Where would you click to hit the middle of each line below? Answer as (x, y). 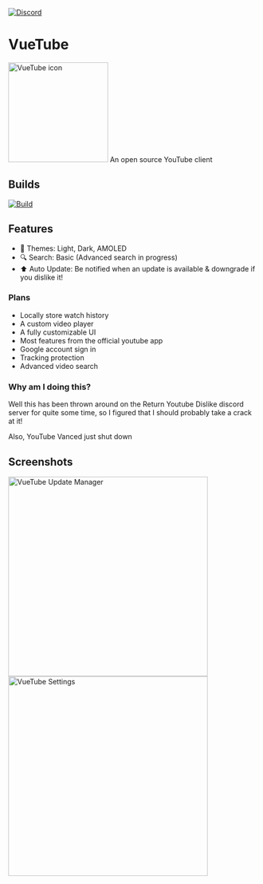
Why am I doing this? (50, 387)
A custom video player (57, 323)
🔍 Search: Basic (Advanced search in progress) (98, 257)
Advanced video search (59, 366)
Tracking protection (52, 357)
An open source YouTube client (161, 159)
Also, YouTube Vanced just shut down (71, 437)
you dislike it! (41, 277)
